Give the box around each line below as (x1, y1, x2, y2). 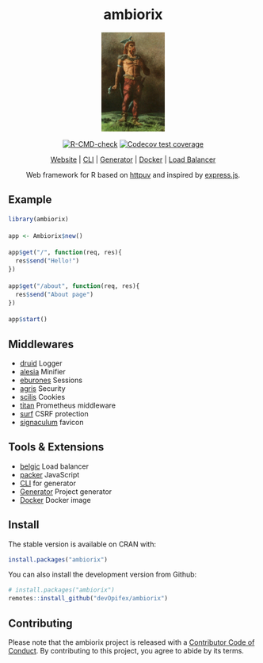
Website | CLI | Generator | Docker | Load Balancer (50, 155, 216, 164)
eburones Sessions (19, 375, 83, 385)
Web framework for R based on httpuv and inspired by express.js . (25, 170, 240, 179)
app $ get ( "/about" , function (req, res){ (8, 282, 140, 290)
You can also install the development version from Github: (8, 569, 197, 580)
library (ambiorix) (8, 215, 69, 223)
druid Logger (19, 358, 63, 368)
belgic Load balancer (19, 462, 90, 471)
